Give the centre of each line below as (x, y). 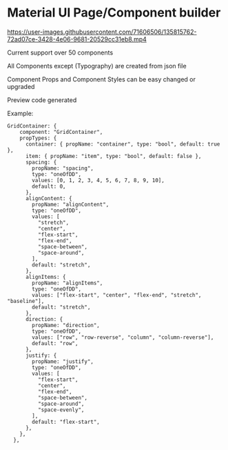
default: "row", (55, 343)
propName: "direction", (66, 325)
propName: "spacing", (63, 168)
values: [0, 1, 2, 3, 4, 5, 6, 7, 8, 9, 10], (99, 180)
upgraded (21, 86)
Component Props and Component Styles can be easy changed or (102, 79)
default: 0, (49, 186)
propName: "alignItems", (68, 283)
